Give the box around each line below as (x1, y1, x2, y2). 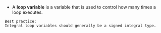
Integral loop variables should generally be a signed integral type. (5, 23, 156, 28)
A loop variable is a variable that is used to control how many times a (12, 4, 156, 10)
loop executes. (12, 9, 43, 15)
